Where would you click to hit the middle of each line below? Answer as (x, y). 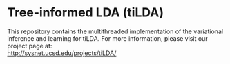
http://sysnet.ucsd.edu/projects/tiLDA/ (62, 53)
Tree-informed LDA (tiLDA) (86, 13)
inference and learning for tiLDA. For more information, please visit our (108, 38)
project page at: (30, 46)
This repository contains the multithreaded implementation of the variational (115, 31)
